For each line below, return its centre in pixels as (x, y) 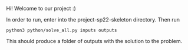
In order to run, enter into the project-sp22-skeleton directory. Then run (93, 19)
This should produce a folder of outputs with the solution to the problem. (94, 41)
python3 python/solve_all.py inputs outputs (62, 30)
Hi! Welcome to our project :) (41, 8)
